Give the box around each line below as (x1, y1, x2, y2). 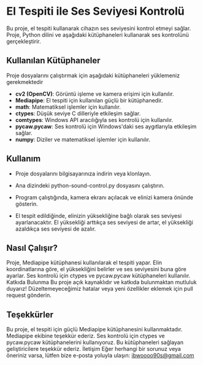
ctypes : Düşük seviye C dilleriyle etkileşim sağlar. (15, 109, 141, 117)
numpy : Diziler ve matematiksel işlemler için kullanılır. (15, 136, 151, 143)
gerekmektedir (6, 78, 44, 85)
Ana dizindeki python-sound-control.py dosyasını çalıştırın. (15, 182, 165, 189)
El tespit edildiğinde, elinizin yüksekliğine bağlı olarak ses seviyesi (15, 212, 182, 219)
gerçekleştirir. (6, 37, 41, 45)
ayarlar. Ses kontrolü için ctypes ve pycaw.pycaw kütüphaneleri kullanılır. (6, 272, 191, 280)
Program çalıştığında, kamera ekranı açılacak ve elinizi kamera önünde (15, 193, 193, 201)
